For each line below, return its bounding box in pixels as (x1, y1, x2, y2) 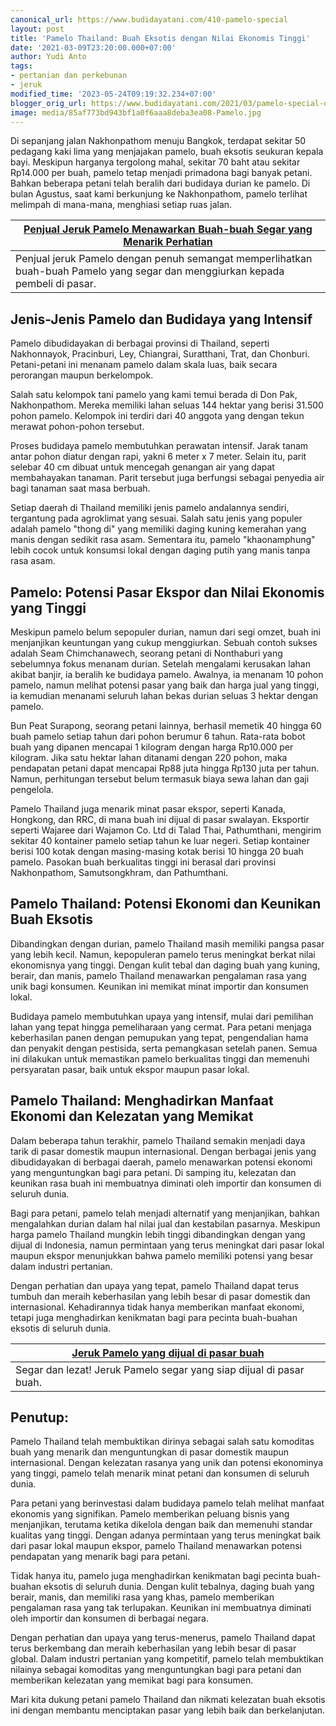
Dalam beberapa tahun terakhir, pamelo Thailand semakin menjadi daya (10, 1134, 306, 1146)
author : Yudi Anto (10, 52, 87, 62)
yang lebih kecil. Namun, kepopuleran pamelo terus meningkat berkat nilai (10, 948, 316, 960)
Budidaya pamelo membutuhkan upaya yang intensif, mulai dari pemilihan (10, 1010, 314, 1022)
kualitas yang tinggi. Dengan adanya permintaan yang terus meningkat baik (10, 1529, 322, 1541)
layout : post (10, 24, 65, 34)
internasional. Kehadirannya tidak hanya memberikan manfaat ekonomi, (10, 1301, 305, 1313)
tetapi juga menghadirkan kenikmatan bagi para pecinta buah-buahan (10, 1311, 298, 1323)
